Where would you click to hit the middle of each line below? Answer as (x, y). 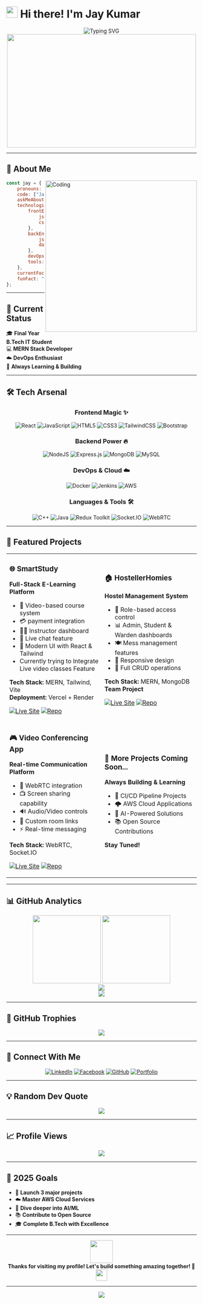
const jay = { (24, 183)
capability (34, 803)
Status (19, 318)
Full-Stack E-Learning (43, 584)
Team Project (124, 689)
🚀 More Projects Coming (147, 758)
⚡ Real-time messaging (53, 829)
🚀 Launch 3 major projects (49, 1193)
